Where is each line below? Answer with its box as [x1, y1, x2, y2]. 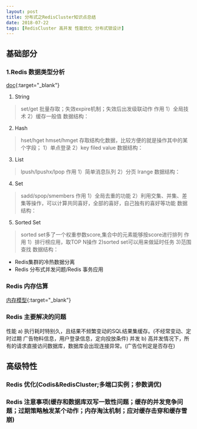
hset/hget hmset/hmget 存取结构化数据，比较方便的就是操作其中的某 [20, 137, 188, 144]
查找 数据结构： [20, 246, 59, 253]
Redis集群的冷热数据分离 [14, 258, 75, 265]
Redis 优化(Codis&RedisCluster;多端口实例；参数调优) [6, 380, 162, 388]
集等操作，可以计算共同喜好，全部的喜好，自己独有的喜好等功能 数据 [20, 199, 188, 207]
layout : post [6, 8, 38, 15]
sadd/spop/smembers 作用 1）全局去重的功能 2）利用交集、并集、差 [20, 192, 188, 199]
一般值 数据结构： [46, 112, 90, 120]
